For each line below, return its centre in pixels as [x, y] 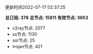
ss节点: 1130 [25, 34]
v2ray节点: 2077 [29, 28]
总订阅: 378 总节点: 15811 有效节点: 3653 [47, 18]
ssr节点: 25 [24, 40]
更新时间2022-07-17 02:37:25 [35, 7]
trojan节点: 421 [27, 46]
